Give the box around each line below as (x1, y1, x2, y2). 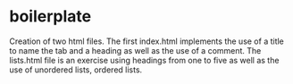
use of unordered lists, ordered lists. (9, 64, 143, 75)
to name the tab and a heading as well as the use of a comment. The (9, 45, 262, 55)
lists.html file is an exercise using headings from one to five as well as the (9, 55, 280, 65)
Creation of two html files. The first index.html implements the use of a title (9, 36, 284, 46)
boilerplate (9, 6, 92, 27)
